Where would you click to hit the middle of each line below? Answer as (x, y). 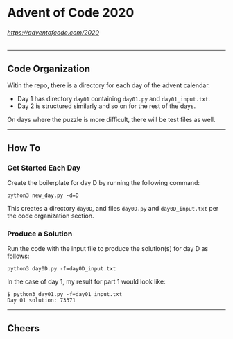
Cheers (23, 328)
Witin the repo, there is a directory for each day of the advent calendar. (109, 85)
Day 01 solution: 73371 (42, 301)
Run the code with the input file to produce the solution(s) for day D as (108, 249)
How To (24, 148)
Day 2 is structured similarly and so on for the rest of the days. (106, 106)
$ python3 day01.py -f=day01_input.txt (65, 295)
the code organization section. (51, 216)
